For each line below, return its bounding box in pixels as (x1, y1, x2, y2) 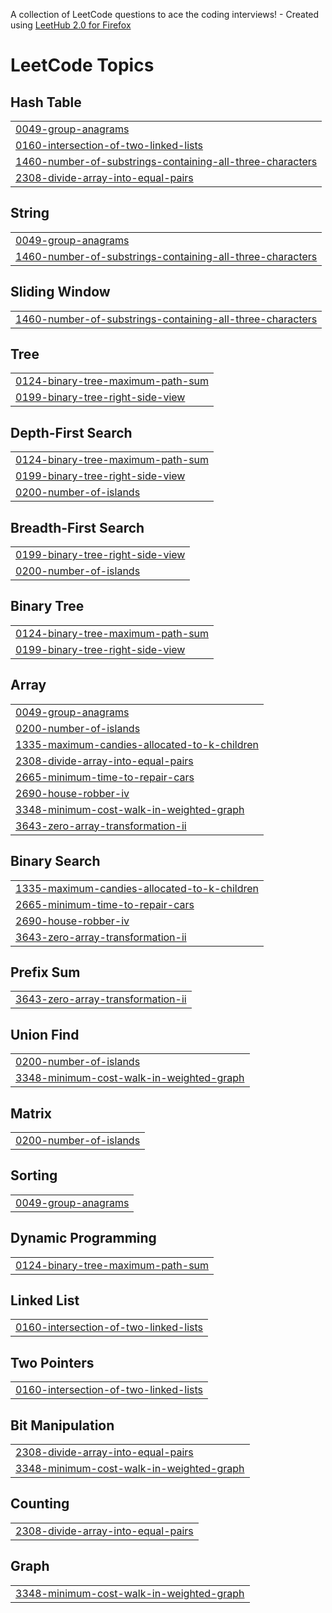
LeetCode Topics (10, 54, 155, 77)
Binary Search (10, 853, 101, 870)
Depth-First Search (10, 424, 133, 441)
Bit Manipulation (10, 1417, 115, 1434)
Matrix (10, 1105, 52, 1122)
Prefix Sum (10, 964, 81, 981)
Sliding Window (10, 284, 111, 301)
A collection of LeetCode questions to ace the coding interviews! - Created (10, 9, 320, 20)
